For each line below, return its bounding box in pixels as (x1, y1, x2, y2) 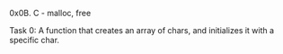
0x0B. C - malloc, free (9, 8, 92, 18)
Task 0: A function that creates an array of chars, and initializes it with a (9, 25, 275, 35)
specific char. (9, 35, 60, 45)
